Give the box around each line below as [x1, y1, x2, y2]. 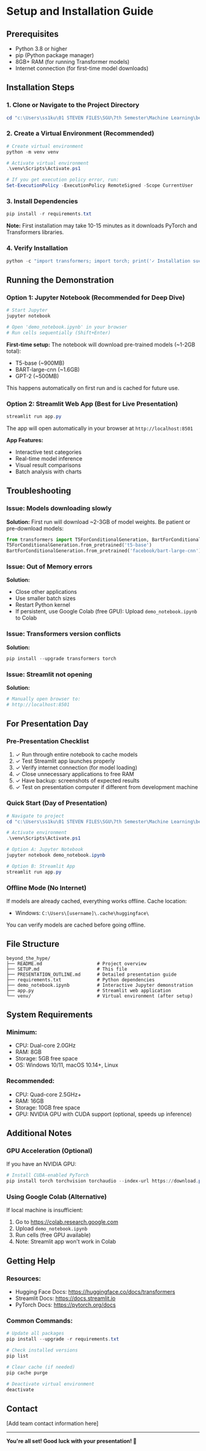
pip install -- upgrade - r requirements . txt [6, 1336, 120, 1342]
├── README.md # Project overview [6, 960, 147, 967]
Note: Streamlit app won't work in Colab [15, 1238, 116, 1245]
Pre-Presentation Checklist [6, 737, 90, 745]
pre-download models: [6, 524, 64, 532]
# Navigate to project [6, 812, 64, 819]
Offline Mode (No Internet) [6, 883, 87, 892]
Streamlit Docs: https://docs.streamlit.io [15, 1294, 116, 1302]
